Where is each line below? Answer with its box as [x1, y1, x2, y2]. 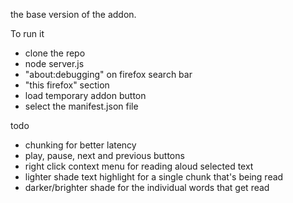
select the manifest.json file [24, 100, 139, 112]
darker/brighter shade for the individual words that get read [24, 182, 270, 193]
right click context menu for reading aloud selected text [24, 160, 254, 172]
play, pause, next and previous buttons [24, 150, 185, 161]
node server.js [24, 58, 85, 69]
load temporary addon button [24, 90, 147, 101]
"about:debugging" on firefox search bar [24, 69, 193, 80]
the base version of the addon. [10, 9, 137, 20]
